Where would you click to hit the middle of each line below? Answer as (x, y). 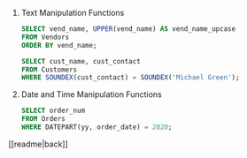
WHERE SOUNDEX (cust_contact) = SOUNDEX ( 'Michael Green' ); (130, 78)
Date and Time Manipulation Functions (91, 94)
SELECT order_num (53, 111)
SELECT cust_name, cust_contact (81, 61)
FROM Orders (43, 119)
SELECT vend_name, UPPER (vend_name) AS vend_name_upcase (128, 29)
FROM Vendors (45, 37)
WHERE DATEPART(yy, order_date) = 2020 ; (96, 127)
